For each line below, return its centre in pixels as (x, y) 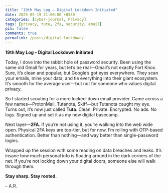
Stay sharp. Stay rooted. (31, 176)
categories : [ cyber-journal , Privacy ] (46, 19)
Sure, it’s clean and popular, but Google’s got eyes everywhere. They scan (82, 73)
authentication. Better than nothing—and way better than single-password (82, 135)
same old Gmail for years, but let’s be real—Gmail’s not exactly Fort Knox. (81, 67)
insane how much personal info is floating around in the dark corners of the (83, 155)
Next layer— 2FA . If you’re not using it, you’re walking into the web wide (79, 124)
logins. (12, 140)
